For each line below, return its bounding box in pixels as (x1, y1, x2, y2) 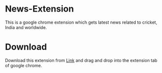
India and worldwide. (5, 24, 47, 30)
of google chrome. (5, 62, 42, 68)
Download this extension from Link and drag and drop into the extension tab (5, 57, 158, 63)
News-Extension (5, 3, 74, 15)
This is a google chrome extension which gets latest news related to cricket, (5, 19, 157, 25)
